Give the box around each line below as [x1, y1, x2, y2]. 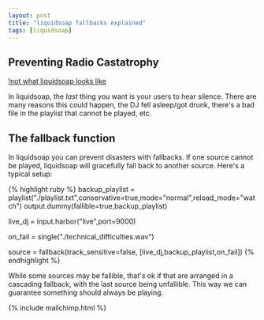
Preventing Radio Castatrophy [8, 55, 159, 69]
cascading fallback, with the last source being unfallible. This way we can [8, 280, 247, 288]
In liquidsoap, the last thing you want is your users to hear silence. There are [8, 92, 257, 101]
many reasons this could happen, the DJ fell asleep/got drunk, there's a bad [8, 100, 255, 110]
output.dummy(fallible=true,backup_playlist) [23, 201, 168, 210]
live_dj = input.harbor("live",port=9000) [8, 216, 136, 226]
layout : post [8, 11, 51, 20]
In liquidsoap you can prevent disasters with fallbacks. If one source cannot [8, 152, 254, 162]
